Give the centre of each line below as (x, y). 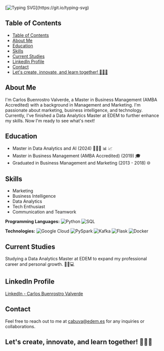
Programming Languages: (32, 222)
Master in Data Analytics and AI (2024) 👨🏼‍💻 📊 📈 (62, 148)
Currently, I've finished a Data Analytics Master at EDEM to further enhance (82, 115)
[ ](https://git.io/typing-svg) (47, 8)
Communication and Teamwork (44, 212)
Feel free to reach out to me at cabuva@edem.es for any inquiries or (75, 321)
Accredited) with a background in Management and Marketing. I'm (73, 105)
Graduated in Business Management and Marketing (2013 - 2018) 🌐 (81, 163)
